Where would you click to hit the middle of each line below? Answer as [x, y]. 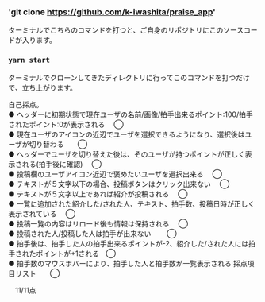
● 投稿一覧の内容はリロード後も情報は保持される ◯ [98, 223]
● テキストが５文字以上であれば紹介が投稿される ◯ [98, 194]
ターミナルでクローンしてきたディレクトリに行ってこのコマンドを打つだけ [129, 77]
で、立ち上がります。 [43, 87]
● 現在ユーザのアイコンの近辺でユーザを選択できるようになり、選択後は [127, 134]
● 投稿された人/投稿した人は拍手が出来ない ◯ [92, 234]
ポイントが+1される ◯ [76, 254]
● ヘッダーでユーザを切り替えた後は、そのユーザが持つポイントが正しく [127, 154]
